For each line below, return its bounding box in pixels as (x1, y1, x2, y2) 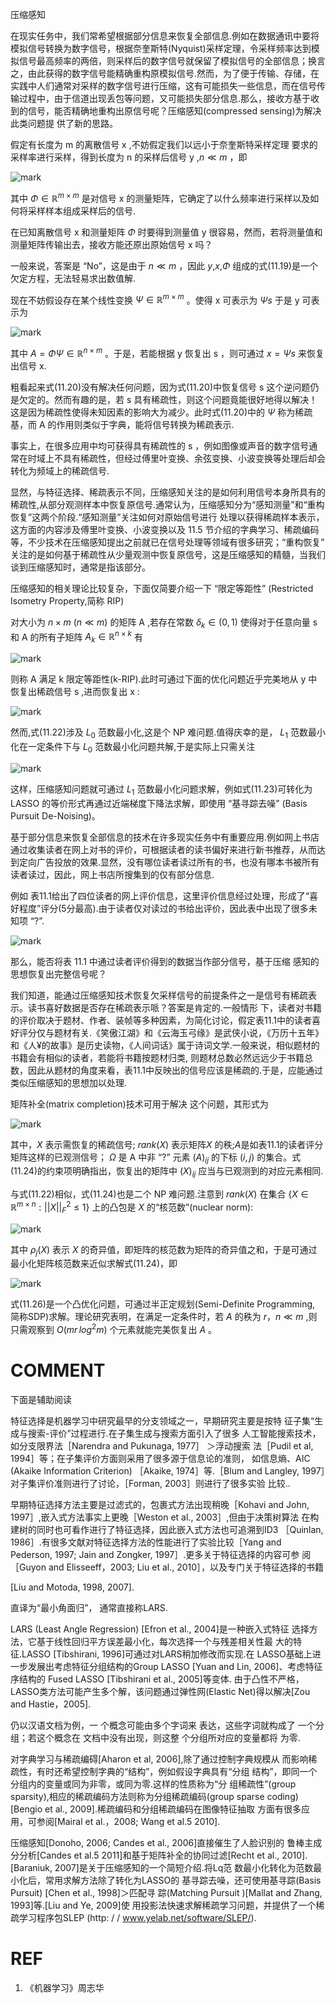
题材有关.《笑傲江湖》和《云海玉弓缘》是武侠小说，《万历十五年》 (53, 1026, 325, 1038)
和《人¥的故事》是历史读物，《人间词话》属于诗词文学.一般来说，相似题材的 (10, 1039, 320, 1051)
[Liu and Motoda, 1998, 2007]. (10, 1581, 135, 1593)
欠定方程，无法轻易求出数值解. (10, 272, 137, 284)
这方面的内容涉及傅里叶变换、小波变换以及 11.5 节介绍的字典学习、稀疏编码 (10, 523, 320, 535)
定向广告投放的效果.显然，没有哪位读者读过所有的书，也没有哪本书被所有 (18, 856, 320, 868)
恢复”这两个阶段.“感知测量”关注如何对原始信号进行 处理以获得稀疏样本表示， (10, 511, 325, 523)
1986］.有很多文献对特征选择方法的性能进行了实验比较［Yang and (10, 1536, 282, 1548)
